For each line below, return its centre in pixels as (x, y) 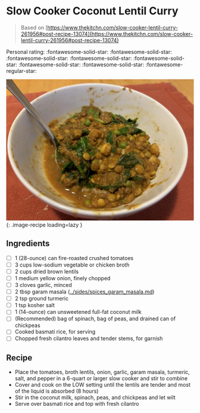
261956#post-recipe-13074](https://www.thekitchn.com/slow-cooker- (107, 33)
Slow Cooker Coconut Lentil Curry (92, 11)
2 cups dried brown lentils (47, 271)
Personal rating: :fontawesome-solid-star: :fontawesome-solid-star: (89, 51)
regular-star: (21, 71)
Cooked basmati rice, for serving (55, 332)
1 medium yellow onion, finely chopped (62, 278)
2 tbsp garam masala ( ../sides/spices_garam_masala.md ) (85, 292)
